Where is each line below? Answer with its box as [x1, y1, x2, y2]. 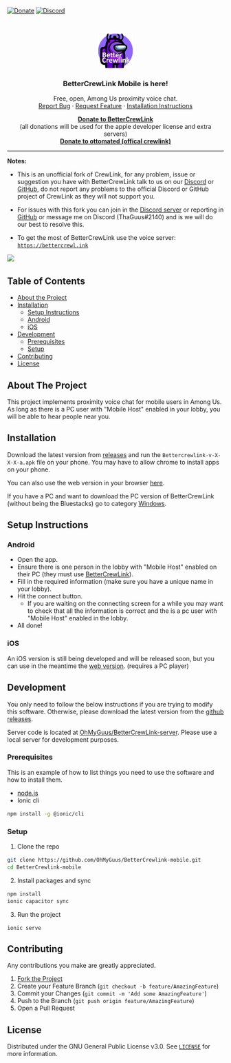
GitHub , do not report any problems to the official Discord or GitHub [16, 185, 210, 193]
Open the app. [16, 556, 58, 564]
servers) [103, 130, 128, 138]
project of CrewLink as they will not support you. [16, 192, 155, 201]
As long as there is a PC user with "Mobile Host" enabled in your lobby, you [7, 405, 221, 413]
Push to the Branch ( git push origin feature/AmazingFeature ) [16, 997, 195, 1005]
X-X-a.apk [7, 459, 36, 466]
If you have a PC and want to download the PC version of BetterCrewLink [7, 492, 214, 500]
